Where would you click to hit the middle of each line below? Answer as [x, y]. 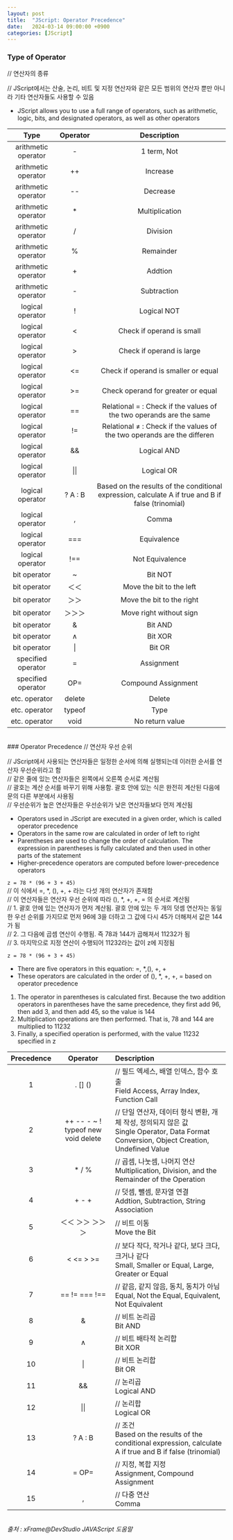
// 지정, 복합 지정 [140, 1464]
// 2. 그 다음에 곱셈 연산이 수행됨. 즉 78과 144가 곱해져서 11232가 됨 [99, 933]
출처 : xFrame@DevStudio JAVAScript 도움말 [70, 1529]
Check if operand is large [160, 350]
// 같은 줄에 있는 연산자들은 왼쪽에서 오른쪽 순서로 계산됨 [83, 779]
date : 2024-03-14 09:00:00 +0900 [59, 26]
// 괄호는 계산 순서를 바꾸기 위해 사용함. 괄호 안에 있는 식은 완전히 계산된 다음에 [114, 787]
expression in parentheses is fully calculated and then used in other [114, 848]
